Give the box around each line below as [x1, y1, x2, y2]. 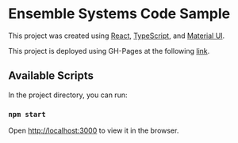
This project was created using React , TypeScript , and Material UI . [8, 31, 225, 40]
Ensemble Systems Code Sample [8, 5, 231, 23]
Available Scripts [8, 69, 94, 83]
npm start [8, 110, 46, 119]
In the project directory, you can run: [8, 90, 128, 100]
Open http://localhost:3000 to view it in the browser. [8, 126, 179, 135]
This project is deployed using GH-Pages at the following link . [8, 46, 210, 55]
